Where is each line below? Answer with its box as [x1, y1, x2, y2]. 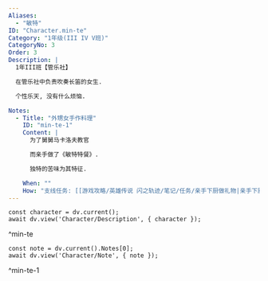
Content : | [22, 129, 59, 137]
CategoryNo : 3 [8, 41, 56, 49]
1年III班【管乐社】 [15, 64, 72, 72]
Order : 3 [8, 49, 37, 57]
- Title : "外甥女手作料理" [15, 114, 97, 122]
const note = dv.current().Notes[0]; [8, 244, 134, 253]
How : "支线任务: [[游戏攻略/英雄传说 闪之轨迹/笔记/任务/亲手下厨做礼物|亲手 [22, 186, 253, 195]
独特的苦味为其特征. [29, 165, 88, 173]
